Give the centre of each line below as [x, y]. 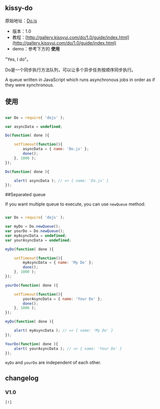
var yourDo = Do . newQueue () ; [35, 231]
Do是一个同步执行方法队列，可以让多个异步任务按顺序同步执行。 [71, 70]
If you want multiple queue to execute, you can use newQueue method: [75, 204]
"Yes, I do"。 [18, 59]
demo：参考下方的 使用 [36, 48]
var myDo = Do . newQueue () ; [33, 227]
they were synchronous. [30, 85]
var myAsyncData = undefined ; [36, 236]
